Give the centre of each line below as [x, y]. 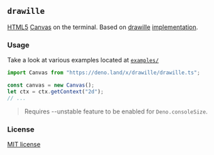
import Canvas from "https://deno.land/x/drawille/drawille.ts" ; [104, 73]
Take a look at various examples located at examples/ [83, 60]
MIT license [24, 144]
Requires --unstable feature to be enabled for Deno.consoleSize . [116, 111]
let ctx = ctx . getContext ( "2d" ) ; [56, 91]
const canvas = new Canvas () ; [51, 85]
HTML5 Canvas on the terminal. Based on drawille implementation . [103, 27]
